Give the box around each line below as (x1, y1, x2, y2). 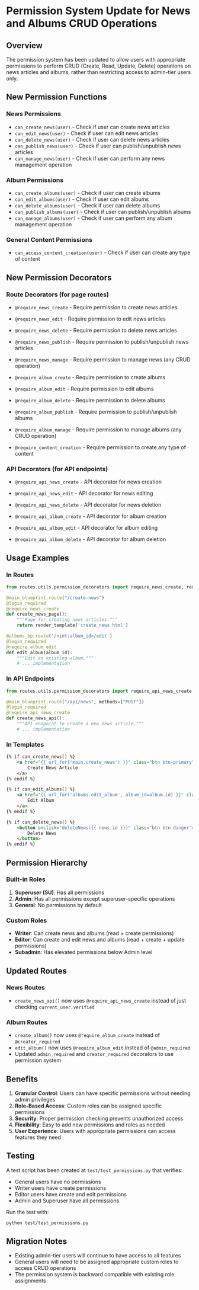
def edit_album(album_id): (6, 649, 73, 655)
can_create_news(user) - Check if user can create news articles (14, 123, 170, 130)
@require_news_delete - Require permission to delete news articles (14, 326, 178, 334)
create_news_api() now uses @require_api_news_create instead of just (14, 997, 187, 1004)
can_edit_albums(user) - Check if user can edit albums (14, 196, 149, 203)
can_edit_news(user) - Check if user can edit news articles (14, 129, 159, 137)
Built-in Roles (6, 875, 46, 884)
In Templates (6, 740, 44, 748)
